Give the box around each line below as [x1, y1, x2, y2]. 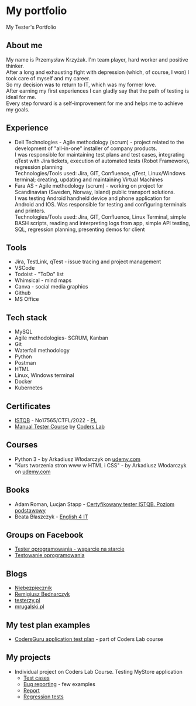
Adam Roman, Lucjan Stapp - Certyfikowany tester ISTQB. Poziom [14, 500, 175, 508]
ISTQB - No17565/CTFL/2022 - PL [14, 417, 97, 423]
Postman [14, 359, 36, 366]
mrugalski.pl [14, 603, 44, 610]
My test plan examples [6, 620, 91, 630]
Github [14, 289, 31, 297]
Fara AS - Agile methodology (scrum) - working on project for [14, 182, 164, 189]
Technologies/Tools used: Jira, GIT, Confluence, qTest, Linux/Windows [14, 169, 186, 176]
